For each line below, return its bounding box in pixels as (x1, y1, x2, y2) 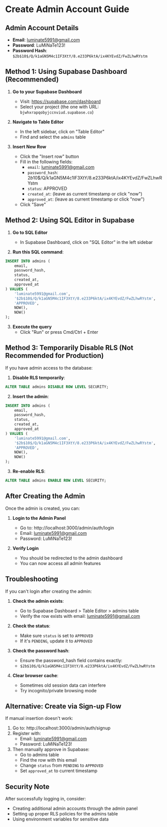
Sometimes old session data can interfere (20, 682, 106, 688)
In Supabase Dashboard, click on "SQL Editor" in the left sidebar (20, 239, 153, 245)
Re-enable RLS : (12, 469, 46, 475)
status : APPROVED (27, 185, 68, 192)
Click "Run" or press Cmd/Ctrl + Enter (20, 329, 99, 335)
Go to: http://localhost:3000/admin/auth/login (20, 524, 114, 531)
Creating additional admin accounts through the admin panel (12, 805, 138, 811)
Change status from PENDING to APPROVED (20, 763, 104, 769)
